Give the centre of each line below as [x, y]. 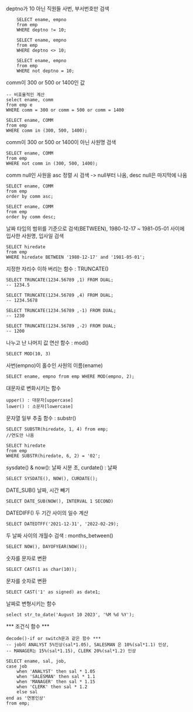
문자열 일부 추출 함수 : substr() [41, 418]
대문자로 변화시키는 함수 [34, 388]
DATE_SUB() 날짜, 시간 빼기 [38, 490]
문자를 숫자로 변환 [26, 581]
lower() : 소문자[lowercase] [40, 406]
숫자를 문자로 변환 [26, 558]
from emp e [19, 105]
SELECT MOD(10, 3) [28, 354]
